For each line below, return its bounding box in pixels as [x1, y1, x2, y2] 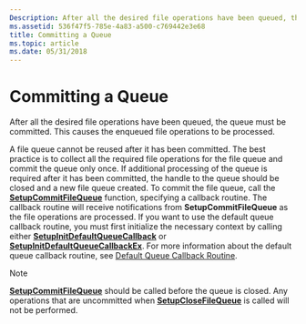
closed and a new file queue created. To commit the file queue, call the [9, 183, 276, 194]
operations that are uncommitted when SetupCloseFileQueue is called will [9, 295, 290, 306]
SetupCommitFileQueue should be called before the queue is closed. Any [9, 286, 289, 297]
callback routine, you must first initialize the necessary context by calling [9, 221, 282, 232]
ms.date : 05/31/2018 [9, 47, 88, 56]
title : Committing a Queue [9, 30, 112, 39]
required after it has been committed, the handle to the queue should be [9, 173, 280, 184]
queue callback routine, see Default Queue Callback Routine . [9, 250, 239, 261]
